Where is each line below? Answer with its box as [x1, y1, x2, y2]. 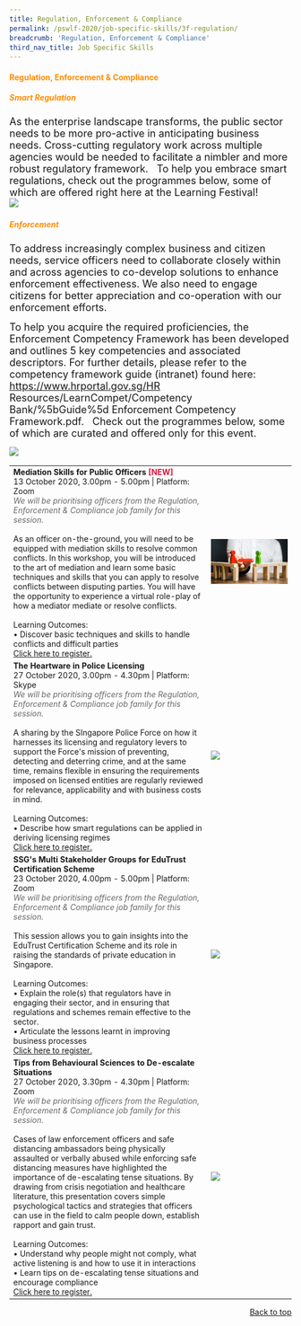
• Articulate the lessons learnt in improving [13, 1026, 171, 1037]
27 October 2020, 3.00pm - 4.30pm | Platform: [13, 669, 190, 680]
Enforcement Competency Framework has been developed [9, 332, 289, 345]
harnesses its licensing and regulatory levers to [13, 737, 187, 747]
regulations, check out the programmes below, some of [9, 173, 271, 187]
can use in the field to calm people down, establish [13, 1210, 200, 1221]
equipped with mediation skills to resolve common [13, 543, 198, 553]
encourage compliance [13, 1277, 99, 1288]
